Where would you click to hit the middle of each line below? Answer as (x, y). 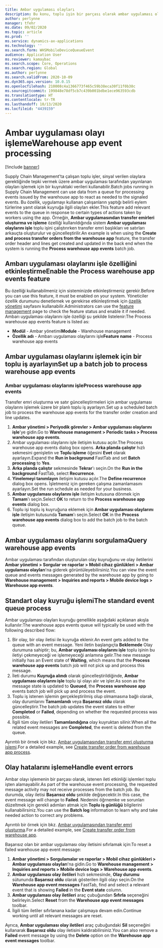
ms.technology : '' (24, 46)
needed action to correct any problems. (45, 815)
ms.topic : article (24, 32)
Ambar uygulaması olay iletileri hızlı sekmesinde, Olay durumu (76, 874)
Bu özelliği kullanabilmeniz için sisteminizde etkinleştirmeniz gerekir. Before (80, 291)
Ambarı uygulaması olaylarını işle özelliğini (71, 264)
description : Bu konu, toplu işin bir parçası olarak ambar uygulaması (79, 14)
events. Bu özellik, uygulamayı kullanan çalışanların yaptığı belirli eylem (76, 202)
